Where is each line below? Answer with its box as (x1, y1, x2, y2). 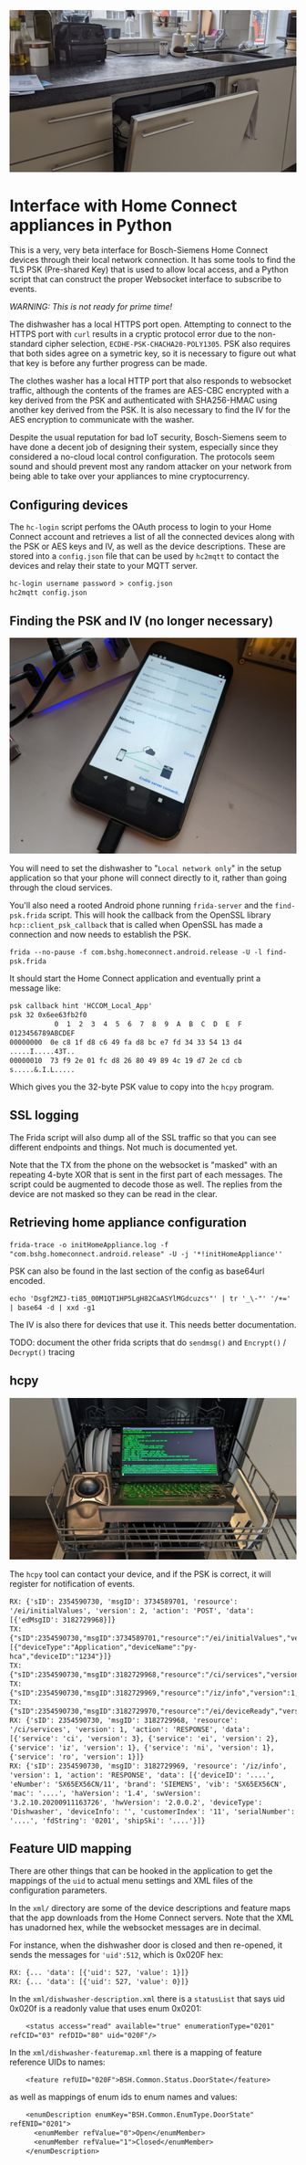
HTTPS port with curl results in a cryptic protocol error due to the (9, 329, 257, 340)
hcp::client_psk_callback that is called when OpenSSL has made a (9, 920, 263, 930)
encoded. (9, 1275, 46, 1286)
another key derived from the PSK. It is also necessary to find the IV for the (9, 405, 291, 415)
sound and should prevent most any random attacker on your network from (9, 461, 292, 472)
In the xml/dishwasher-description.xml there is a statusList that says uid (9, 1992, 285, 2004)
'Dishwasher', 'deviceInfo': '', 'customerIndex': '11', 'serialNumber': (9, 1807, 296, 1816)
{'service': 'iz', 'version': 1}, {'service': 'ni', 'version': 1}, (9, 1743, 275, 1752)
